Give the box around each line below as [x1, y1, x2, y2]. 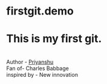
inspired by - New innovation [6, 71, 79, 79]
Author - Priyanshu [6, 59, 54, 66]
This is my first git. [6, 32, 102, 46]
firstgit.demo [6, 4, 74, 18]
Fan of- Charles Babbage [6, 65, 70, 72]
